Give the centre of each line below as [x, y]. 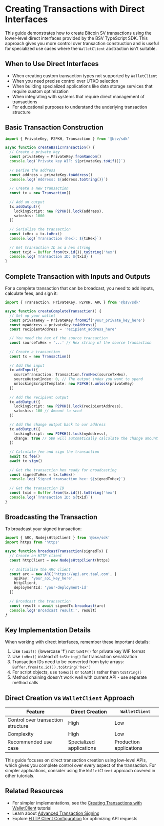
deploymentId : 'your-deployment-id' [51, 588]
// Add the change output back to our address [58, 424]
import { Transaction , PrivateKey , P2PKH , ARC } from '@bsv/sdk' [73, 302]
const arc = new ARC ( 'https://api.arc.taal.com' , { [63, 574]
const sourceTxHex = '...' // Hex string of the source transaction [81, 343]
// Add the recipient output [39, 397]
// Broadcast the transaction [40, 601]
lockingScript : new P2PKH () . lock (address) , [59, 211]
